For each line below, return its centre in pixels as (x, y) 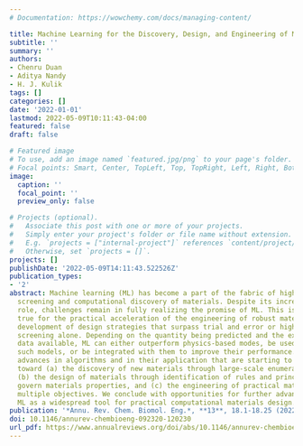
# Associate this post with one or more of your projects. (127, 227)
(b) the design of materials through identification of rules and (145, 377)
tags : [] (26, 93)
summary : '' (32, 51)
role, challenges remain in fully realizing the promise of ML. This (151, 310)
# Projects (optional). (54, 218)
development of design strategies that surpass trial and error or (147, 327)
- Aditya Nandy (38, 76)
